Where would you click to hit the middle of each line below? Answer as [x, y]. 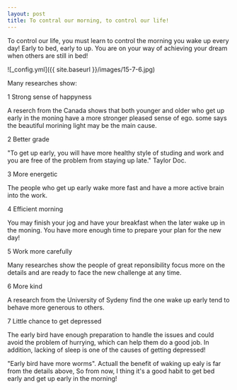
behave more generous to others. [56, 307]
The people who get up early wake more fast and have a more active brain [116, 187]
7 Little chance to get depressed [54, 321]
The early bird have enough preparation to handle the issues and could [111, 335]
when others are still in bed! [48, 55]
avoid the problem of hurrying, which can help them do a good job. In [109, 342]
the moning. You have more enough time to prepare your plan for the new [114, 230]
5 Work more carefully [40, 251]
